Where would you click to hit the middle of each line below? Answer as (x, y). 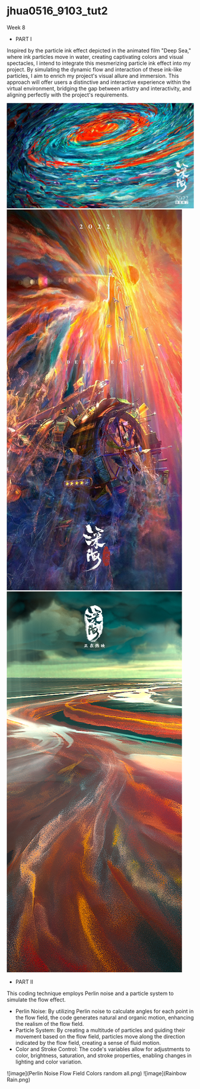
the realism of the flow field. (50, 1024)
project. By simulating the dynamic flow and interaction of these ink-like (94, 69)
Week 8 (16, 27)
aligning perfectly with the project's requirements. (68, 95)
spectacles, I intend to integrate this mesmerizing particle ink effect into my (99, 63)
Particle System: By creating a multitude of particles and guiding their (100, 1030)
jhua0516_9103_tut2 (58, 11)
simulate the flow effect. (36, 1000)
